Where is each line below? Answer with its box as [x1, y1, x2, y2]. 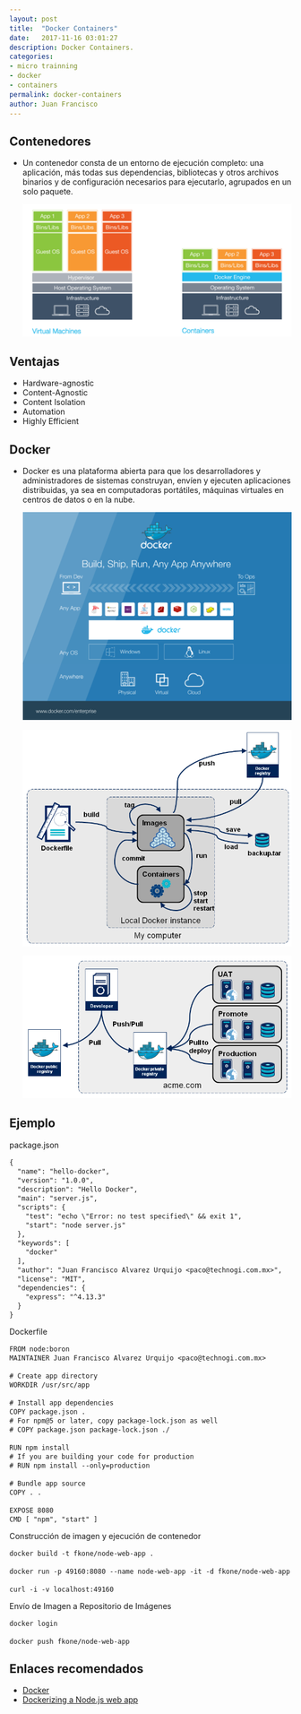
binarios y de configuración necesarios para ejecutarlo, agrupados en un [21, 177, 292, 187]
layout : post [9, 14, 58, 23]
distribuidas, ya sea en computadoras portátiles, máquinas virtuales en [21, 485, 284, 496]
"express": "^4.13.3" [25, 1292, 106, 1302]
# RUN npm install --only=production [9, 1461, 150, 1470]
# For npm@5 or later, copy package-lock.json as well [9, 1416, 219, 1425]
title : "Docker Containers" [9, 23, 118, 33]
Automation [21, 406, 65, 417]
